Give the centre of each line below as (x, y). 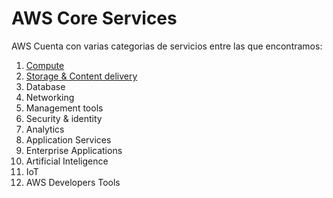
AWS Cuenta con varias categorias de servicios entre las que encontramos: (167, 46)
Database (45, 86)
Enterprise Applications (74, 150)
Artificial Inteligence (67, 161)
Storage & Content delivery (81, 76)
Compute (45, 65)
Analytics (45, 129)
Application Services (68, 139)
